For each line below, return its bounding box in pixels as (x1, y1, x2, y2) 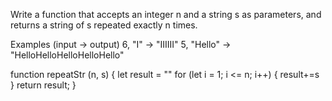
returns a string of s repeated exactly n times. (10, 19, 198, 31)
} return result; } (10, 79, 77, 91)
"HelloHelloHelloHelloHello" (10, 49, 125, 61)
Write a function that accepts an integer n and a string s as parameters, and (10, 9, 322, 20)
